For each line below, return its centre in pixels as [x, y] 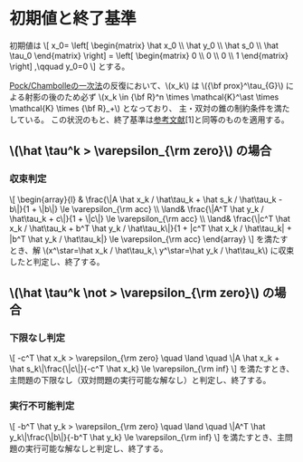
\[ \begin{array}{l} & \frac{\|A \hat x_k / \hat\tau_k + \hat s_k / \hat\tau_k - [146, 199]
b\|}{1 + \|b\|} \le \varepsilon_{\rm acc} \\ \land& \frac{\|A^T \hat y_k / [137, 208]
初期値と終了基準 [73, 19]
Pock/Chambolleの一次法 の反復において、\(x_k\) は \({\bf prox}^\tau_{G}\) [147, 85]
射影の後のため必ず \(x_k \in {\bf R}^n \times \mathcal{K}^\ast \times [152, 97]
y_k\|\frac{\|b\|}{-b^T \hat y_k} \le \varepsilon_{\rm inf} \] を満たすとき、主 [147, 437]
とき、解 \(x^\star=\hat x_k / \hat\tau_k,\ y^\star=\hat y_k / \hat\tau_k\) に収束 [152, 250]
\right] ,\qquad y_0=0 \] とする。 [70, 66]
